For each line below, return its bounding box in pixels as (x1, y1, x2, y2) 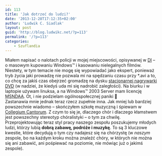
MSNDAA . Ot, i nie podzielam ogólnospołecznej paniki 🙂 (5, 93, 118, 99)
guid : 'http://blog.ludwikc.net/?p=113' (5, 30, 89, 35)
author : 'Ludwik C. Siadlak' (5, 21, 64, 26)
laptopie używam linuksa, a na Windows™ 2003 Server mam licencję (5, 88, 142, 94)
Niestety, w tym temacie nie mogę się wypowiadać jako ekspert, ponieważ (5, 67, 155, 73)
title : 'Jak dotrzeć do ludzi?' (5, 12, 71, 17)
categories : (5, 39, 29, 44)
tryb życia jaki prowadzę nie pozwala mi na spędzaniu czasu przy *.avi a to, (5, 72, 157, 78)
